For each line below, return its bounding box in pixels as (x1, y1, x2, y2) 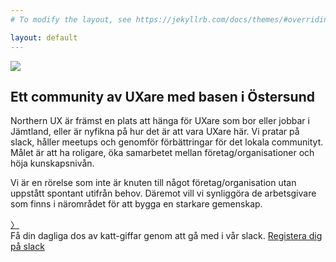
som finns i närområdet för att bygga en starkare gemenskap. (10, 198, 263, 210)
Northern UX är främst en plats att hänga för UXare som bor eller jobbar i (10, 115, 310, 127)
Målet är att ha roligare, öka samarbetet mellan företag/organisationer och (10, 147, 315, 159)
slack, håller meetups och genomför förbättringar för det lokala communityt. (10, 136, 324, 148)
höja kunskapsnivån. (10, 157, 95, 170)
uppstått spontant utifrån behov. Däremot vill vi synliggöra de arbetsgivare (10, 187, 317, 200)
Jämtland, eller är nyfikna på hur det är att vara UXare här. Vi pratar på (10, 126, 300, 138)
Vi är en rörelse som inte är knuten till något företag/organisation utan (10, 177, 297, 189)
